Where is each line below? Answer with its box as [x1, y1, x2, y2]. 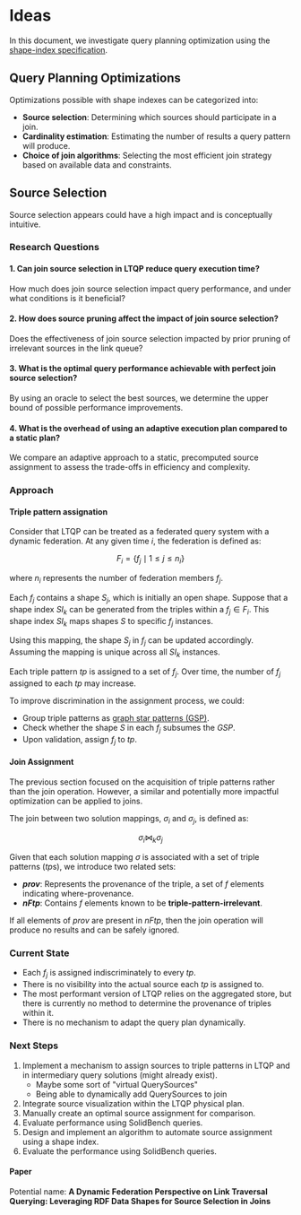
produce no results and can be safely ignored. [9, 924, 180, 935]
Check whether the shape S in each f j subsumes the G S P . [21, 722, 236, 735]
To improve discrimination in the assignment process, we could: [9, 695, 245, 706]
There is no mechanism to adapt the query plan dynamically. [21, 1017, 246, 1028]
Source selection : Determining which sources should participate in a [21, 111, 277, 122]
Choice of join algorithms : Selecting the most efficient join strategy [21, 150, 272, 161]
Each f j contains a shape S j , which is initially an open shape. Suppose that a [9, 593, 288, 605]
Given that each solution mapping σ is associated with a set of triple [9, 852, 260, 863]
